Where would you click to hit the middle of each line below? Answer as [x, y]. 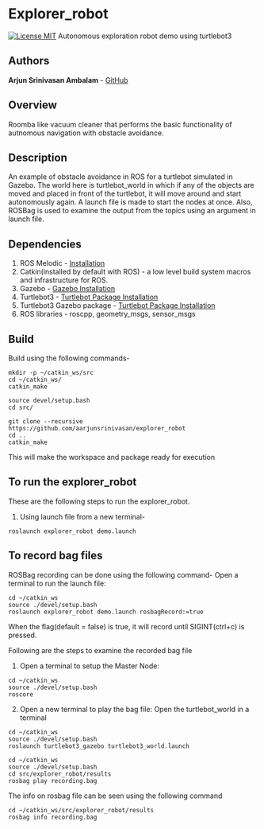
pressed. [23, 635]
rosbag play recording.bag [53, 780]
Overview [33, 105]
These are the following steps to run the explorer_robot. [99, 501]
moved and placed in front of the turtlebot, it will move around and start [125, 194]
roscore [21, 694]
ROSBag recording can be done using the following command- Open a [123, 574]
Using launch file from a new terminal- [82, 516]
